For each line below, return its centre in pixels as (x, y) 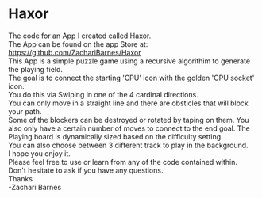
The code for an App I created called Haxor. (80, 36)
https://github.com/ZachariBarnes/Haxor (75, 52)
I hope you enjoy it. (40, 153)
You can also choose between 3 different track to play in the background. (128, 145)
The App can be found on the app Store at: (78, 44)
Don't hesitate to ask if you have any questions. (86, 170)
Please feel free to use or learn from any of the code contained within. (123, 162)
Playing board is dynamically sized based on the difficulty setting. (116, 136)
